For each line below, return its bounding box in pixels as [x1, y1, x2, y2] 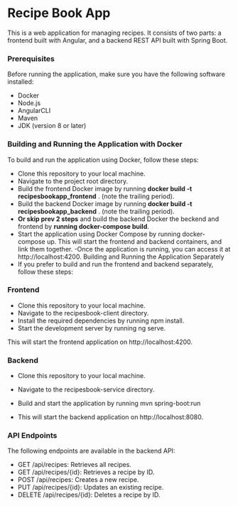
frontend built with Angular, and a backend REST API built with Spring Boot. [7, 36, 228, 44]
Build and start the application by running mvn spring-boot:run [17, 399, 201, 408]
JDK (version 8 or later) [17, 122, 87, 130]
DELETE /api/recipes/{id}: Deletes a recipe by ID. [17, 490, 161, 499]
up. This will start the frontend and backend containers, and [46, 237, 222, 246]
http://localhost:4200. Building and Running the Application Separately [17, 252, 225, 261]
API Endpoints [7, 431, 58, 441]
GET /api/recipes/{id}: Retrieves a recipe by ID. [17, 468, 155, 477]
